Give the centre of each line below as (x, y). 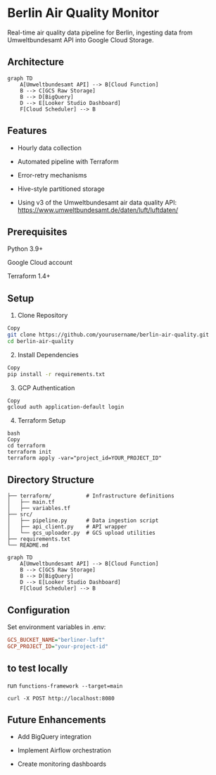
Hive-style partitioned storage (61, 189)
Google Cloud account (40, 263)
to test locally (38, 668)
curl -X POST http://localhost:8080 (61, 698)
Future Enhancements (57, 720)
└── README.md (28, 545)
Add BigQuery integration (54, 737)
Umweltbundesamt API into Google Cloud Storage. (81, 39)
